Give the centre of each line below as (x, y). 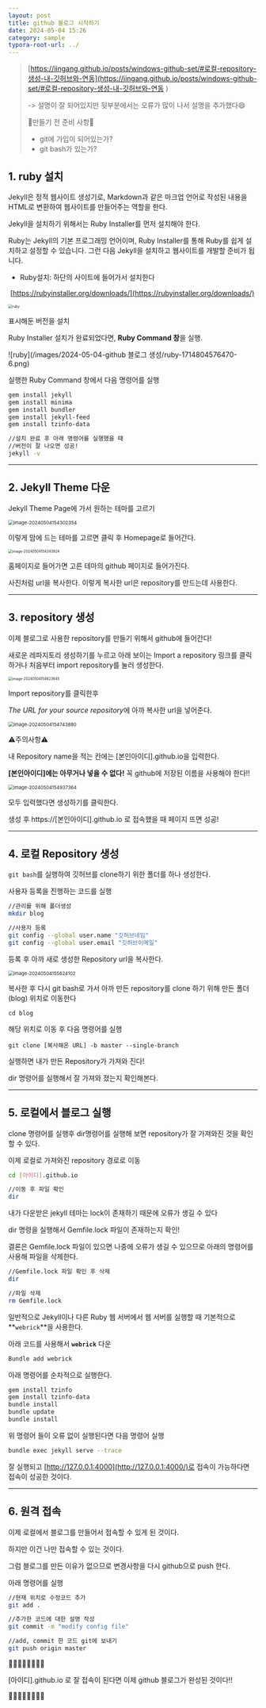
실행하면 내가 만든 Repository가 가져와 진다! (76, 1061)
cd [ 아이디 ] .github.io (43, 1175)
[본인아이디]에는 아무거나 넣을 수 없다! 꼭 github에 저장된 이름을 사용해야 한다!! (129, 773)
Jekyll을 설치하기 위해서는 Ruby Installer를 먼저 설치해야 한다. (104, 224)
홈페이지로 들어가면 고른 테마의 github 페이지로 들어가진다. (99, 566)
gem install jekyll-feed (49, 417)
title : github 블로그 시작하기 (54, 23)
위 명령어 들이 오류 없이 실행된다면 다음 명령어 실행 (86, 1435)
